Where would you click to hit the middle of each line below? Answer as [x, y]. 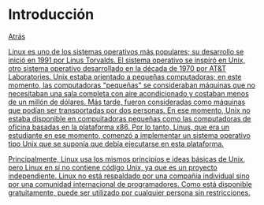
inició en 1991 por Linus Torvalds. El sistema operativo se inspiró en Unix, [127, 60]
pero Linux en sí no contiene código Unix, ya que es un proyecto [113, 167]
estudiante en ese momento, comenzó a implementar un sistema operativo [129, 135]
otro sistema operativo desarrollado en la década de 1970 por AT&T [117, 68]
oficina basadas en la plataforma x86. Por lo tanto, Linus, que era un [119, 127]
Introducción [51, 15]
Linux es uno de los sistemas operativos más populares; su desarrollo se [126, 51]
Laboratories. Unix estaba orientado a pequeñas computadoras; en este [125, 76]
